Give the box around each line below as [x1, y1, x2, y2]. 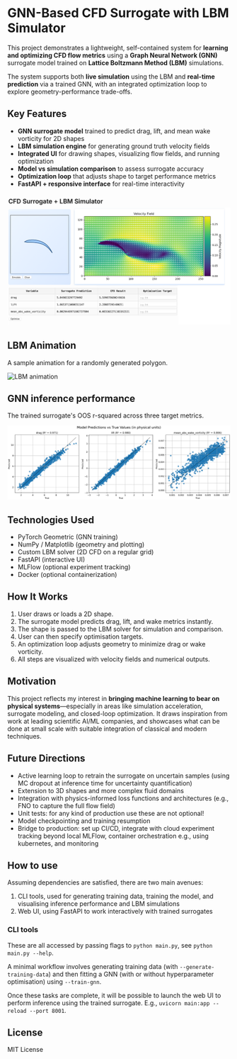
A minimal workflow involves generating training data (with [7, 962, 178, 970]
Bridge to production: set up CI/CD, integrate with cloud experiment [17, 824, 214, 832]
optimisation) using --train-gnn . [7, 977, 102, 986]
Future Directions [7, 753, 86, 765]
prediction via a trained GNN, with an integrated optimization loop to [7, 79, 207, 88]
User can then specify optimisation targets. [17, 632, 144, 641]
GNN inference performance [7, 393, 136, 405]
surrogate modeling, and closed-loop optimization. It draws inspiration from [7, 709, 228, 717]
